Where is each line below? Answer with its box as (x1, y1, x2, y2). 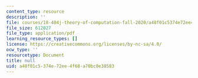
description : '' (6, 14, 46, 20)
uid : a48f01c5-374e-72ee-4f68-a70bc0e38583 (6, 63, 115, 69)
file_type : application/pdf (6, 30, 75, 36)
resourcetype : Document (6, 52, 65, 58)
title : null (6, 57, 35, 63)
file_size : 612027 (6, 25, 51, 31)
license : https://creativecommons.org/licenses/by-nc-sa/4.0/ (6, 42, 162, 48)
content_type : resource (6, 8, 65, 15)
